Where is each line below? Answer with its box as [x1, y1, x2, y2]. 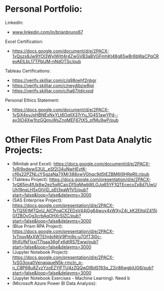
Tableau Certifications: [5, 67, 51, 74]
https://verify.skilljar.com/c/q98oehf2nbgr [12, 77, 97, 83]
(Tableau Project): [12, 176, 48, 182]
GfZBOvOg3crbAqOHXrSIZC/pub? [12, 213, 82, 219]
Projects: [5, 145, 42, 156]
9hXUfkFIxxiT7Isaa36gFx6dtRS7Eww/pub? [12, 239, 99, 245]
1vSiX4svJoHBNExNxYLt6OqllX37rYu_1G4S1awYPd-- [12, 112, 119, 118]
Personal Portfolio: [5, 3, 82, 15]
